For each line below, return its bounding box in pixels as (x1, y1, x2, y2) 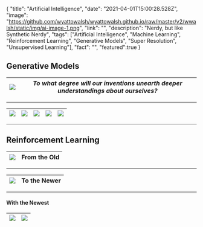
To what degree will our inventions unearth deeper (33, 78, 182, 87)
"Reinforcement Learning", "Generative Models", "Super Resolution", (6, 37, 177, 44)
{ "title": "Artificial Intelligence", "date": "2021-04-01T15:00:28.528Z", (6, 5, 178, 12)
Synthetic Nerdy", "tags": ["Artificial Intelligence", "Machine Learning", (6, 31, 181, 38)
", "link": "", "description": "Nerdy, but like (79, 24, 183, 31)
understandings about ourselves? (57, 86, 158, 95)
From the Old (21, 153, 60, 161)
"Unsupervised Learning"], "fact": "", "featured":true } (6, 43, 141, 51)
